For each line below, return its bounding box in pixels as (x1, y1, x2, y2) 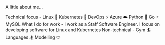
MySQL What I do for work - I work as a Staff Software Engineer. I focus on (5, 21, 160, 27)
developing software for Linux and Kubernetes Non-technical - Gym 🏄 (5, 27, 151, 33)
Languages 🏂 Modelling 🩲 (5, 34, 61, 40)
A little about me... (5, 4, 43, 10)
